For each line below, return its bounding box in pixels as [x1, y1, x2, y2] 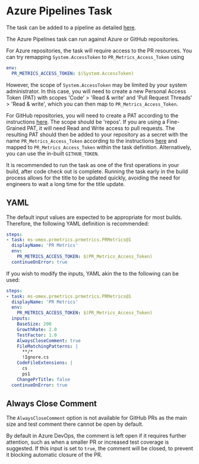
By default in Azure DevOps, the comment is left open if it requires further [6, 432, 187, 440]
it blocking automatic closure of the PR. [6, 451, 103, 459]
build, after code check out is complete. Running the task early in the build [6, 168, 188, 175]
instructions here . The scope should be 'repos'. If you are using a [6, 118, 166, 125]
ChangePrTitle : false [17, 376, 70, 382]
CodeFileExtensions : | [17, 360, 73, 366]
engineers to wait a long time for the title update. [6, 180, 125, 187]
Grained [6, 124, 26, 132]
